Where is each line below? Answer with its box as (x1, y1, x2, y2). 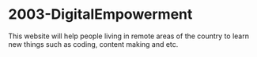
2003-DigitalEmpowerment (8, 5, 193, 23)
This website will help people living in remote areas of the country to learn (8, 31, 249, 41)
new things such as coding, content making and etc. (8, 39, 179, 48)
